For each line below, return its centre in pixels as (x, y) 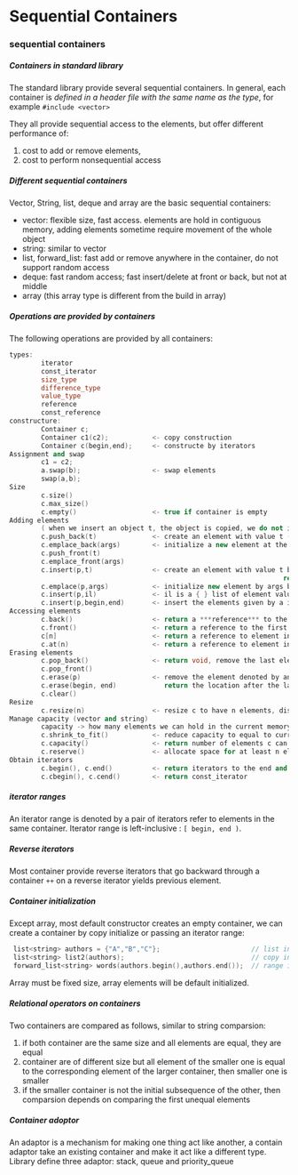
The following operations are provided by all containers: (111, 339)
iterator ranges (38, 797)
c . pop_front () (67, 669)
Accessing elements (45, 611)
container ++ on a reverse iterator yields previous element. (115, 881)
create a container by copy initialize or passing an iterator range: (127, 933)
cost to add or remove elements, (81, 151)
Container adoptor (44, 1120)
